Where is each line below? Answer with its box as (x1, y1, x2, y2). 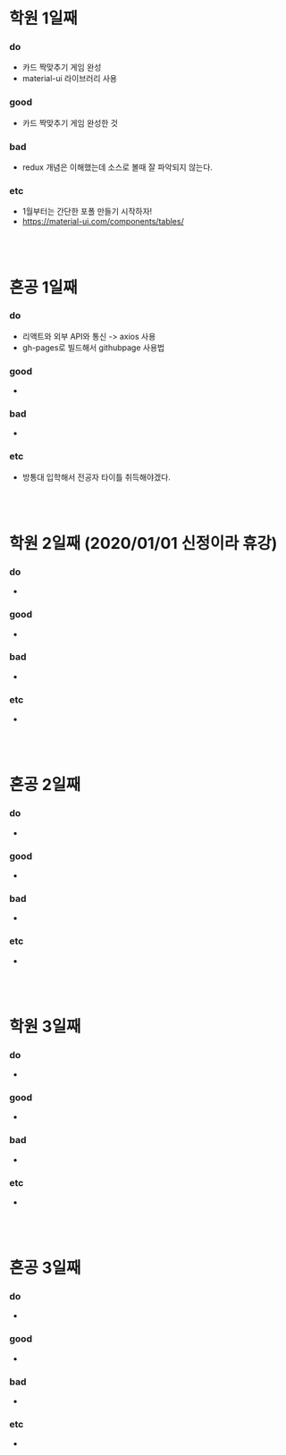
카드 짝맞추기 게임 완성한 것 (21, 117, 119, 128)
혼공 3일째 (9, 1257, 81, 1278)
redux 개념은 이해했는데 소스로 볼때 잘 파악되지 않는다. (21, 162, 213, 172)
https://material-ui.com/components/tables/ (21, 216, 185, 227)
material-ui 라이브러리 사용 (21, 73, 118, 84)
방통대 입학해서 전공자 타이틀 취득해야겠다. (21, 471, 172, 483)
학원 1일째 (9, 8, 78, 29)
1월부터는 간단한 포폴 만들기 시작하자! (21, 206, 153, 217)
